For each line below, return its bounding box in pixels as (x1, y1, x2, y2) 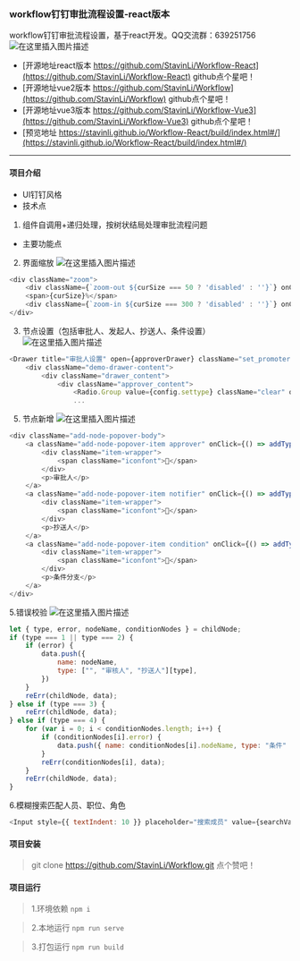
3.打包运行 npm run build (30, 941, 125, 952)
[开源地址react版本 (21, 60, 92, 71)
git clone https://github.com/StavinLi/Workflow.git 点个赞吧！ (30, 860, 256, 871)
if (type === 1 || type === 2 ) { (9, 633, 134, 642)
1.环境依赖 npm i (30, 904, 91, 914)
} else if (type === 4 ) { (9, 716, 105, 726)
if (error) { (25, 642, 74, 651)
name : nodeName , (56, 658, 118, 668)
